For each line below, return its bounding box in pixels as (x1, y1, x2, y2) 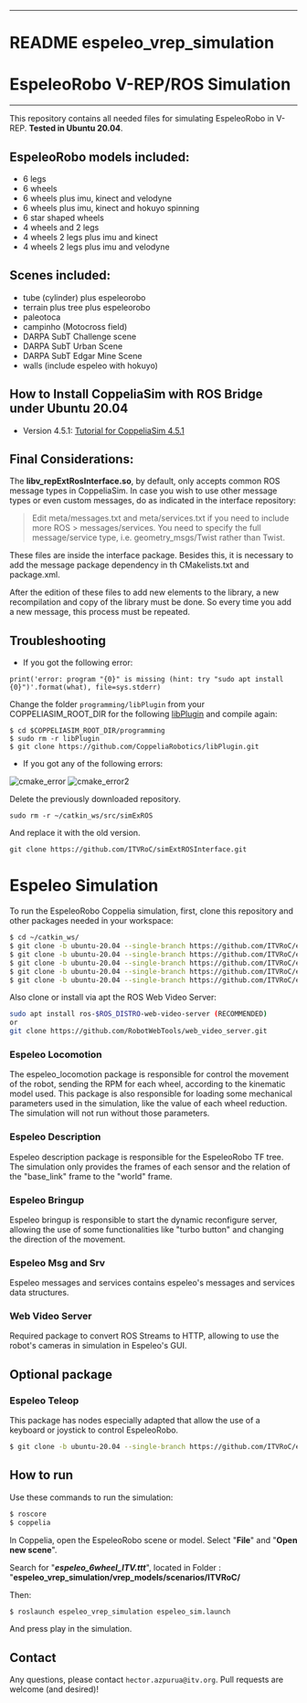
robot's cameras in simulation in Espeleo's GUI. (9, 1340, 187, 1351)
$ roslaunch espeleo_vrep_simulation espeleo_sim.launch (9, 1607, 231, 1616)
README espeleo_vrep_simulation (9, 33, 275, 53)
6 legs (22, 173, 47, 184)
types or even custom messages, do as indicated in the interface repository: (9, 495, 297, 506)
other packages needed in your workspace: (9, 915, 174, 926)
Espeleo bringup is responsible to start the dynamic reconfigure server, (9, 1214, 278, 1225)
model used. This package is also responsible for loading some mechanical (9, 1088, 292, 1099)
